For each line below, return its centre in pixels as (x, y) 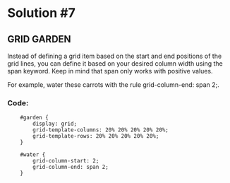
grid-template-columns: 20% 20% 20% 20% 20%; (101, 130)
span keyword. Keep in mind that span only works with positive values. (110, 71)
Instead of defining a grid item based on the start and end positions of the (115, 56)
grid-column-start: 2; (66, 161)
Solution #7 (42, 13)
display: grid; (55, 124)
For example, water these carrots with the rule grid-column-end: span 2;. (114, 85)
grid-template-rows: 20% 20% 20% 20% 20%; (96, 136)
